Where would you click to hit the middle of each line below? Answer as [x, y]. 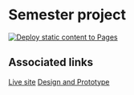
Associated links [51, 62]
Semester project [67, 15]
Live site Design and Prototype [59, 81]
